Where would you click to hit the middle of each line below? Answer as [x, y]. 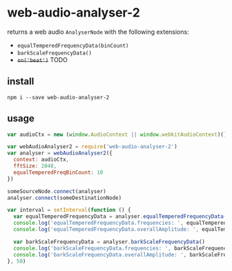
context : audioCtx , [41, 160]
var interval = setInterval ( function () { [69, 210]
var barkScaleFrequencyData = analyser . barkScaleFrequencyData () [109, 242]
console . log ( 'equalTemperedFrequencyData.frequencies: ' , [99, 223]
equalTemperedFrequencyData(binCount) [73, 46]
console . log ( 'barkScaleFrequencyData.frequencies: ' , [92, 248]
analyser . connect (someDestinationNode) [65, 198]
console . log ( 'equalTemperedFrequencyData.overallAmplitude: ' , [106, 230]
